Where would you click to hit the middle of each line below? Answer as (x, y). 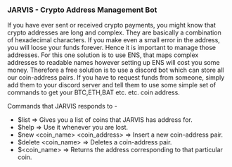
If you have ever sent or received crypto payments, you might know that (111, 25)
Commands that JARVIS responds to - (62, 106)
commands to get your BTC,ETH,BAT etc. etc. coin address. (94, 92)
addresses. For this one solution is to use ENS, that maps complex (103, 55)
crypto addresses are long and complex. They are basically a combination (114, 32)
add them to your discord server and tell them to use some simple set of (112, 85)
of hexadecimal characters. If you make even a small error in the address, (114, 40)
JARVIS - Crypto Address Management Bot (82, 10)
